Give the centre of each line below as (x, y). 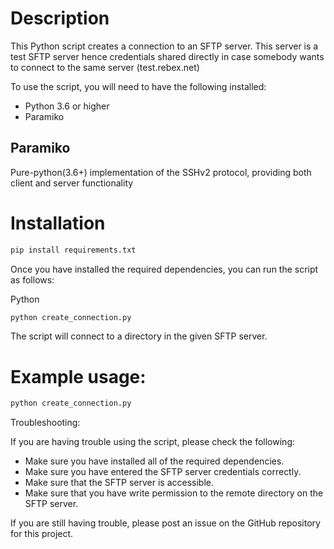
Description (60, 18)
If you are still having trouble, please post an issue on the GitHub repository (165, 523)
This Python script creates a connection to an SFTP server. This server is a (164, 46)
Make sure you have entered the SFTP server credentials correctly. (163, 472)
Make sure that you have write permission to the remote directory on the (174, 493)
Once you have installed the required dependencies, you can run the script (164, 269)
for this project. (42, 534)
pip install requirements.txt (73, 250)
